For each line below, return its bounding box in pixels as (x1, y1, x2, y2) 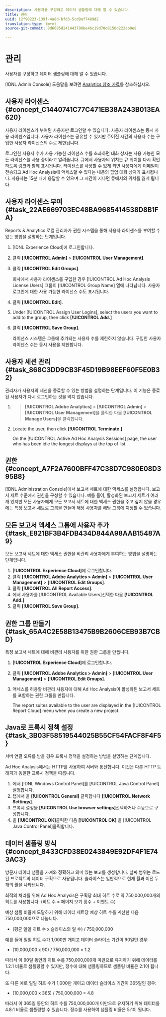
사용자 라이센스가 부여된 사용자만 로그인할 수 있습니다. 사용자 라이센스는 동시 (5, 127, 154, 133)
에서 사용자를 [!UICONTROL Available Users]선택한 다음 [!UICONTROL (12, 592, 154, 598)
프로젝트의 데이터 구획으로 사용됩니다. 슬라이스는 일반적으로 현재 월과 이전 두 (10, 875, 159, 881)
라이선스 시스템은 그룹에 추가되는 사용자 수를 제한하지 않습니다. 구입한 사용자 (12, 335, 162, 341)
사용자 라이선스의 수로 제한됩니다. (14, 139, 80, 145)
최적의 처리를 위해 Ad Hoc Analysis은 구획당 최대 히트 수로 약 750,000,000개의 (5, 892, 161, 898)
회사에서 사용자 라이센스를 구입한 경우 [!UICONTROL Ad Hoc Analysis (12, 276, 151, 282)
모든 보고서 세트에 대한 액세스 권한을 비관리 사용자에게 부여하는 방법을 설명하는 (5, 551, 158, 557)
